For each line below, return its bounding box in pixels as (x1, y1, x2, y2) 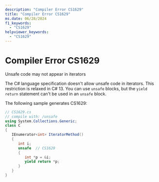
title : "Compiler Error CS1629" (5, 12, 71, 17)
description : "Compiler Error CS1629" (5, 7, 84, 12)
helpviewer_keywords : (5, 30, 49, 34)
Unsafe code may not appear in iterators (5, 71, 86, 77)
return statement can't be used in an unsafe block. (5, 91, 107, 97)
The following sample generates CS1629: (5, 100, 88, 106)
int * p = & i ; (24, 155, 51, 160)
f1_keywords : (5, 20, 32, 26)
